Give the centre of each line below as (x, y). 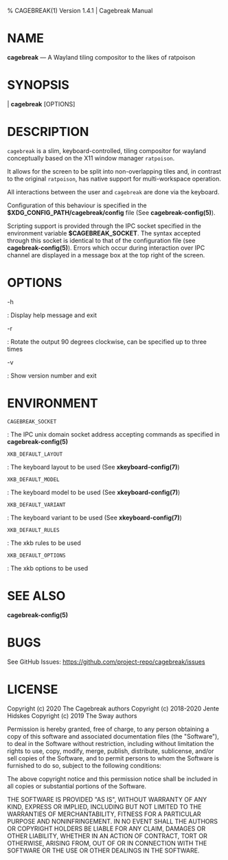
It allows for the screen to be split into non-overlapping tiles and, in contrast (114, 171)
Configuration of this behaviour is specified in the (77, 205)
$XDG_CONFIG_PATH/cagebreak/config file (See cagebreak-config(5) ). (111, 212)
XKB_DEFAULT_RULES (33, 530)
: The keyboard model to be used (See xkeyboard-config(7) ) (94, 492)
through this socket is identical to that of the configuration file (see (101, 240)
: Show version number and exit (52, 375)
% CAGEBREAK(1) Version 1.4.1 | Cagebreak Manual (80, 11)
